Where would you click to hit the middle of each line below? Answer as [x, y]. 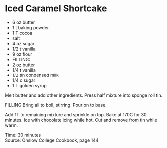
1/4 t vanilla [24, 70]
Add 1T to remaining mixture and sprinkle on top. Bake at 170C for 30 [76, 114]
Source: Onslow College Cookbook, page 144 [52, 140]
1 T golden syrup [30, 85]
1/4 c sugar [24, 80]
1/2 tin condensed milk [35, 75]
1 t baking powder [31, 27]
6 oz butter [24, 22]
